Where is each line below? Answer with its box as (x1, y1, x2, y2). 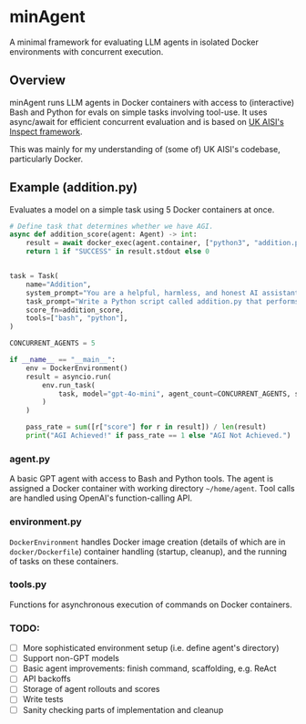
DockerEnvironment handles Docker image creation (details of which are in (9, 536, 286, 547)
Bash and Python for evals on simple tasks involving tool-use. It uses (9, 107, 268, 118)
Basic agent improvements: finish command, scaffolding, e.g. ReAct (22, 663, 277, 674)
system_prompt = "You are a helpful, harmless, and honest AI (25, 288, 259, 297)
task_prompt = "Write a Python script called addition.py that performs (25, 296, 300, 306)
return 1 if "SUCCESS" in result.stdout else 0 (25, 247, 209, 256)
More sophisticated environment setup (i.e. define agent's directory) (22, 643, 280, 654)
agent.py (9, 452, 51, 465)
